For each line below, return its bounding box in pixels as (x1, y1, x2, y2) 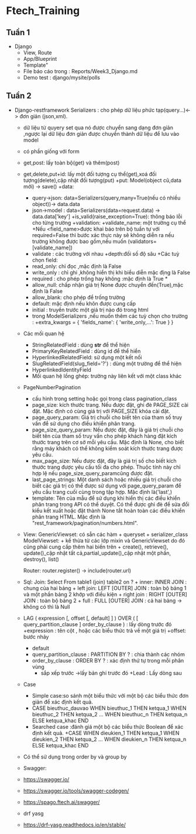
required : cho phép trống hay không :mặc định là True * (32, 275, 168, 282)
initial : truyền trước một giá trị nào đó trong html (32, 306, 149, 313)
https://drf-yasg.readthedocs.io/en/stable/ (23, 821, 126, 828)
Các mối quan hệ (23, 330, 64, 337)
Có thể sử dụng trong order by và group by (23, 753, 127, 760)
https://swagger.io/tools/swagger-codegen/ (23, 787, 129, 794)
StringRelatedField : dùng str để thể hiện (32, 341, 130, 348)
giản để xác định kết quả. (32, 698, 94, 705)
